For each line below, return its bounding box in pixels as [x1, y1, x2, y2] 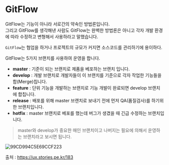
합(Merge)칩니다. [12, 78, 47, 85]
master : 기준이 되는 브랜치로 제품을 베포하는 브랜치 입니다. [12, 66, 130, 72]
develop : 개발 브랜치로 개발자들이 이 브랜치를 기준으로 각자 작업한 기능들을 [12, 72, 162, 78]
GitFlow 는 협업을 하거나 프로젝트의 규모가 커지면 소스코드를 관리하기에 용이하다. [5, 44, 162, 50]
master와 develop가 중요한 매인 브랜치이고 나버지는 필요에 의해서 [17, 127, 147, 133]
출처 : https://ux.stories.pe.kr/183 [5, 154, 74, 160]
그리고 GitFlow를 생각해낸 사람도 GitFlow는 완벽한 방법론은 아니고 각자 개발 [5, 27, 154, 33]
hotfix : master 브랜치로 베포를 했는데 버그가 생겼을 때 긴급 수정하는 [12, 110, 147, 116]
